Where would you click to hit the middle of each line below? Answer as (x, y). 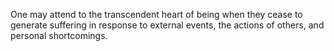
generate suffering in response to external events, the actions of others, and (167, 25)
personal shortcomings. (59, 35)
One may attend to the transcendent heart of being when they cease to (156, 14)
